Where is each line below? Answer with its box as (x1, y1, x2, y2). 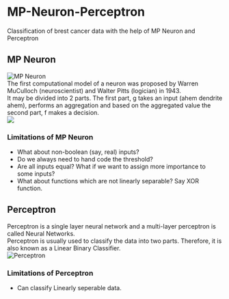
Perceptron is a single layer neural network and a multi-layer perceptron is (7, 222, 217, 230)
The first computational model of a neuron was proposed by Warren (7, 79, 199, 88)
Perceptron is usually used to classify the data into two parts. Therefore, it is (7, 237, 222, 245)
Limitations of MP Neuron (7, 132, 94, 142)
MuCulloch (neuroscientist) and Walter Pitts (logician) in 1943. (7, 86, 181, 94)
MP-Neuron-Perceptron (7, 4, 146, 20)
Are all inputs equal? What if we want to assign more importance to (16, 162, 206, 171)
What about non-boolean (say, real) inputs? (16, 148, 139, 156)
